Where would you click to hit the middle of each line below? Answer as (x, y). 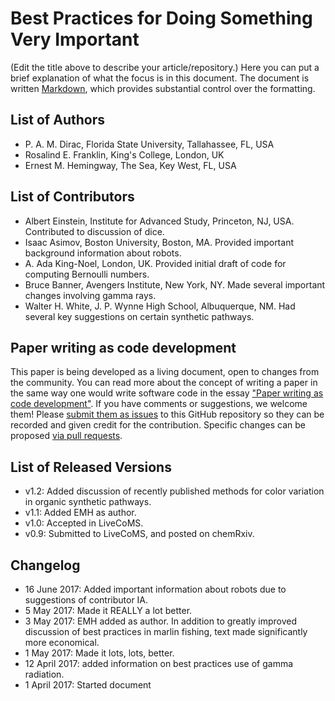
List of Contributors (72, 197)
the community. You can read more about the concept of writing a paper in (164, 383)
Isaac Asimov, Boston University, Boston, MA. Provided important (159, 242)
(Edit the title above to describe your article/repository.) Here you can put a (165, 67)
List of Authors (57, 120)
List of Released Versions (91, 467)
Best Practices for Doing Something (161, 18)
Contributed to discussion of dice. (94, 231)
